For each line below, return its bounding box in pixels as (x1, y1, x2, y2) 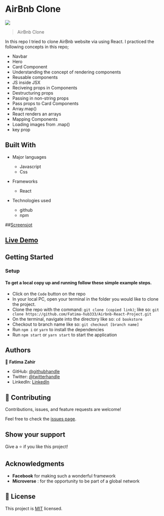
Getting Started (5, 253, 54, 261)
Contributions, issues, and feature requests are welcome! (5, 407, 122, 413)
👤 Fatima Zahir (5, 359, 36, 365)
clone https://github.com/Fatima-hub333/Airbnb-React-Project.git (12, 311, 152, 316)
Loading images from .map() (12, 121, 70, 127)
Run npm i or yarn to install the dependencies (12, 326, 104, 332)
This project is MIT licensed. (5, 505, 63, 511)
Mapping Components (12, 116, 58, 122)
